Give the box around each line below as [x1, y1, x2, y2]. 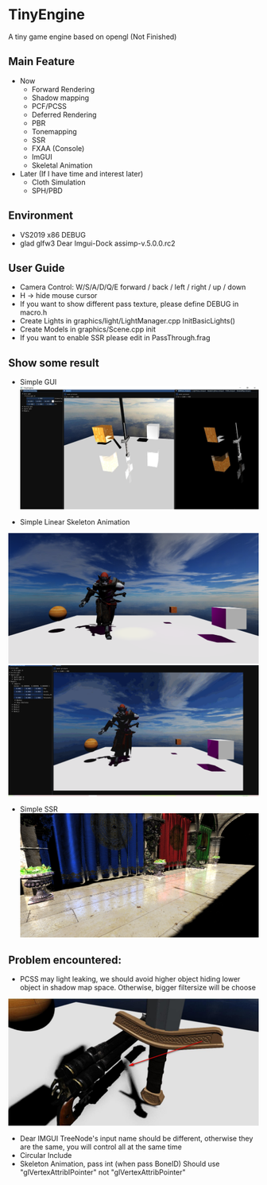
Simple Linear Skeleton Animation [19, 517, 130, 527]
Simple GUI [19, 378, 57, 387]
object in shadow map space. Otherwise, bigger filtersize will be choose [19, 983, 257, 993]
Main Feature [8, 55, 75, 68]
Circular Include [19, 1151, 72, 1160]
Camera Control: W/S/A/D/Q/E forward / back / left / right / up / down [19, 282, 246, 292]
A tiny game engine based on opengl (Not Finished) [8, 32, 177, 41]
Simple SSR [19, 804, 58, 814]
